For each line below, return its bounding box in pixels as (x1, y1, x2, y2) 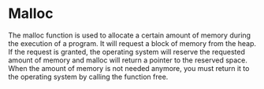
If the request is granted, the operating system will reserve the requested (8, 47, 246, 56)
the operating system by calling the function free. (8, 72, 169, 81)
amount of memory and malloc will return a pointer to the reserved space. (8, 55, 248, 65)
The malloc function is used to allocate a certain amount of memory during (8, 30, 251, 40)
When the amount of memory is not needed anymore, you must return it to (8, 63, 250, 73)
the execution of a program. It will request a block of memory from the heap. (8, 38, 257, 48)
